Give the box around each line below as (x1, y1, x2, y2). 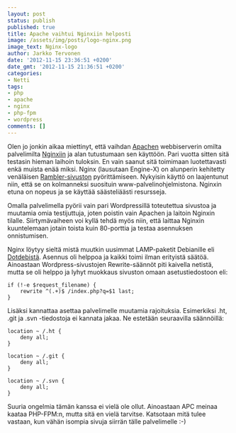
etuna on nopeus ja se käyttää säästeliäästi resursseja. (7, 187, 167, 196)
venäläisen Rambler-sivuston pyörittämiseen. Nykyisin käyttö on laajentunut (7, 172, 229, 181)
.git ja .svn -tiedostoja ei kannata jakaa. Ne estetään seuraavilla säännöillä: (7, 314, 225, 322)
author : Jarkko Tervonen (7, 50, 81, 57)
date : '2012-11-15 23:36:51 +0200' (7, 57, 113, 64)
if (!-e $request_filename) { (7, 281, 97, 288)
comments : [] (7, 122, 46, 130)
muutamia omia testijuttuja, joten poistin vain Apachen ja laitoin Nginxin (7, 209, 215, 217)
